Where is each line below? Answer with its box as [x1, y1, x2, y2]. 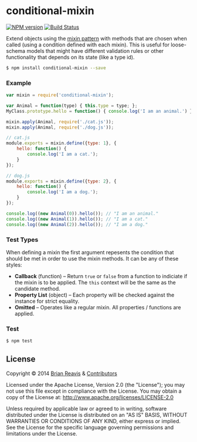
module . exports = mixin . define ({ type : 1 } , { [6, 140, 117, 146]
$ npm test [6, 338, 33, 344]
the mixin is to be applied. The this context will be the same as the [14, 279, 176, 286]
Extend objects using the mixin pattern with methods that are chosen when [6, 35, 188, 42]
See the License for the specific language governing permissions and [6, 424, 174, 431]
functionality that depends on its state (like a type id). [6, 53, 135, 60]
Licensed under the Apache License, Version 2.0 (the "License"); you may [6, 381, 185, 388]
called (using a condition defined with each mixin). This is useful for [6, 41, 170, 48]
